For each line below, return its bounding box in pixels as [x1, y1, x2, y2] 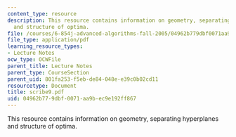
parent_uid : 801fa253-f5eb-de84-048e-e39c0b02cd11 [7, 75, 159, 83]
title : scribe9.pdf [7, 89, 65, 96]
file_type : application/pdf [7, 37, 90, 44]
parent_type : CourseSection [7, 69, 90, 76]
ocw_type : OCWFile [7, 56, 61, 63]
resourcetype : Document [7, 82, 77, 89]
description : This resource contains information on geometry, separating [7, 17, 231, 24]
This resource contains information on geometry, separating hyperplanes [7, 115, 219, 123]
